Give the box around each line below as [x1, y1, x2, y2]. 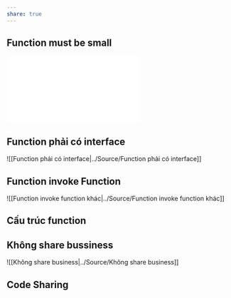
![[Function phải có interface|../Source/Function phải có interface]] [6, 155, 202, 163]
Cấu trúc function [6, 215, 87, 227]
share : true [6, 10, 42, 18]
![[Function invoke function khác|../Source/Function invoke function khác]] [6, 194, 225, 203]
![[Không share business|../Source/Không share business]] [6, 258, 179, 267]
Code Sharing [6, 279, 69, 291]
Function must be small [6, 37, 112, 49]
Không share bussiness [6, 239, 114, 251]
